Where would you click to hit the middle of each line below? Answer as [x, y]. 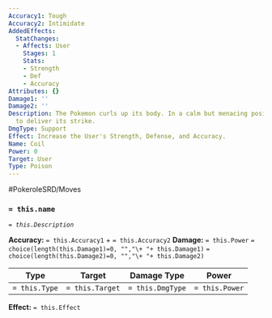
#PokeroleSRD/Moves [45, 189]
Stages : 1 [40, 53]
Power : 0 [23, 151]
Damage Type [157, 276]
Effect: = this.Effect [45, 307]
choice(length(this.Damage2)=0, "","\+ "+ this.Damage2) [106, 257]
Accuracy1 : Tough [38, 16]
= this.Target [93, 288]
